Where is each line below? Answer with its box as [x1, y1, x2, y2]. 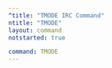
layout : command [8, 26, 62, 34]
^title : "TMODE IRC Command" [8, 11, 105, 20]
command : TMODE [8, 48, 59, 56]
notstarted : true [8, 33, 66, 42]
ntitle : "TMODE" [8, 19, 62, 27]
